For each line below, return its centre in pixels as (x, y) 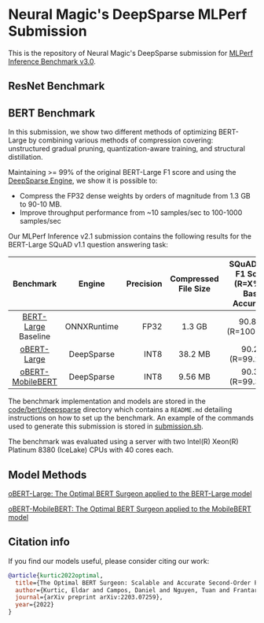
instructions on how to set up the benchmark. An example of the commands (131, 418)
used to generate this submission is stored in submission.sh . (106, 426)
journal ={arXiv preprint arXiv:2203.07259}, (89, 597)
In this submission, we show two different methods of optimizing (113, 132)
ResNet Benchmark (57, 86)
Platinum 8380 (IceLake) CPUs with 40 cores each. (91, 450)
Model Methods (48, 475)
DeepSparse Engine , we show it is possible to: (83, 181)
